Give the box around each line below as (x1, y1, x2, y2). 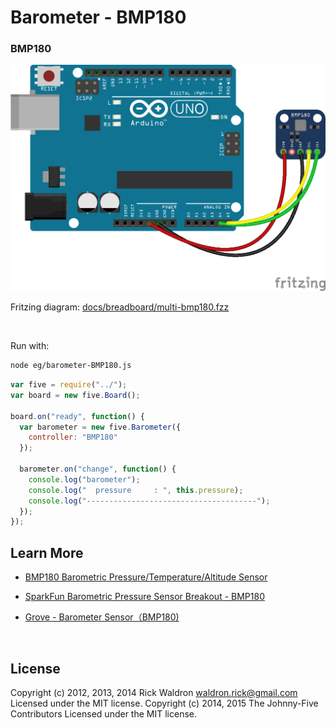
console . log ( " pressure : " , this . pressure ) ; (28, 485, 244, 495)
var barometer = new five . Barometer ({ (19, 422, 182, 432)
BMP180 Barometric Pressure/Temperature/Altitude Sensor (24, 571, 268, 583)
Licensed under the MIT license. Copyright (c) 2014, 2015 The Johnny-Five (10, 697, 319, 709)
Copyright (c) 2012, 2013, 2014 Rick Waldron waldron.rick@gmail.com (10, 686, 298, 698)
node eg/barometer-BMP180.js (10, 361, 132, 371)
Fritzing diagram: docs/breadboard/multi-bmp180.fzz (10, 301, 230, 313)
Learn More (10, 544, 84, 561)
